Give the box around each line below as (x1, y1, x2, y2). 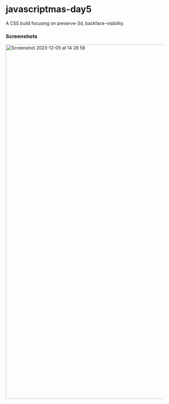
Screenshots (6, 33, 38, 40)
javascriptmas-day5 (6, 4, 92, 15)
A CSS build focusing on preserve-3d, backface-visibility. (6, 20, 125, 26)
